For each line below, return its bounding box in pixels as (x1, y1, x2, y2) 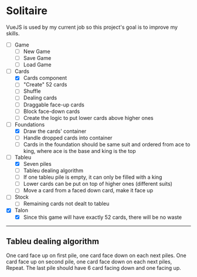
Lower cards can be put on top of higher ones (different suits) (23, 181, 173, 188)
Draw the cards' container (23, 128, 87, 135)
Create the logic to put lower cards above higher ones (23, 114, 154, 121)
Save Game (23, 55, 52, 62)
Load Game (23, 61, 52, 68)
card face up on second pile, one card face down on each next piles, (6, 258, 172, 265)
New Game (23, 48, 51, 55)
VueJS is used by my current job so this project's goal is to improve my (6, 24, 178, 31)
